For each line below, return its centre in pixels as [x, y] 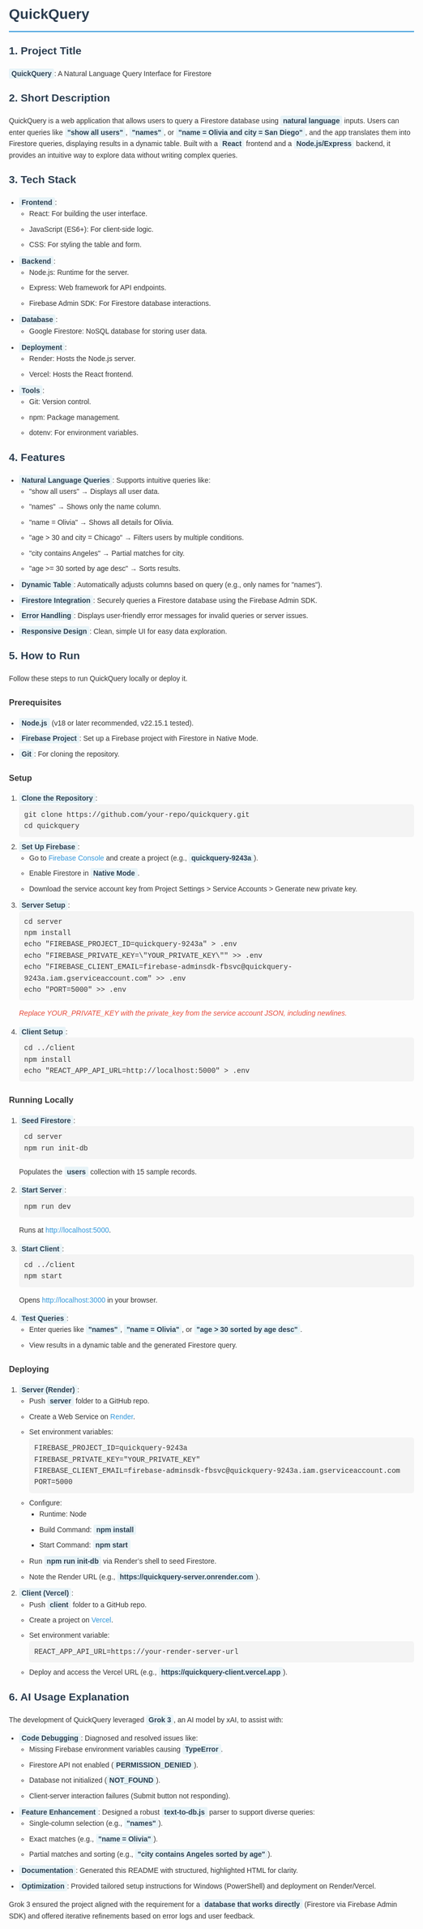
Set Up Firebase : [51, 846]
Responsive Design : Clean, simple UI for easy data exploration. [124, 631]
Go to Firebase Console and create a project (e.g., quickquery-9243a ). [144, 858]
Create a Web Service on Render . [83, 1416]
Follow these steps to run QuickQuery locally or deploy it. [98, 678]
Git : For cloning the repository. [70, 754]
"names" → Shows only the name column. [96, 507]
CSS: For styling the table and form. [85, 245]
